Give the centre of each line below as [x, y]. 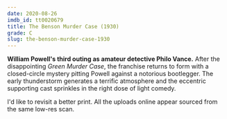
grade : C [20, 33]
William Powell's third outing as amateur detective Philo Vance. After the [113, 59]
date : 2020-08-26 [32, 13]
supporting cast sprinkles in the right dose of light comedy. [92, 89]
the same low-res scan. [41, 109]
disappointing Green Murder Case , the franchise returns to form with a [108, 66]
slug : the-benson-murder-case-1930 [59, 39]
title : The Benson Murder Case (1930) [63, 26]
